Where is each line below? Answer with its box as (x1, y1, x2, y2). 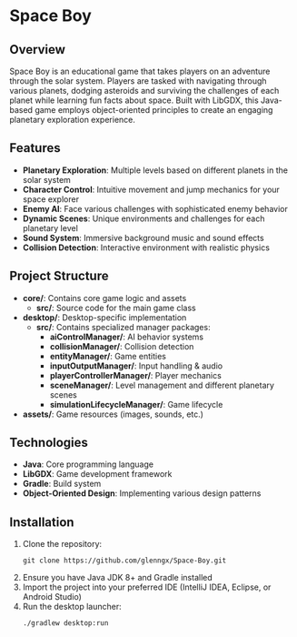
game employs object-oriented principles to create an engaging (35, 105, 273, 115)
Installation (9, 514, 74, 530)
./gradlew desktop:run (22, 619, 109, 628)
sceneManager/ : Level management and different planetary (49, 379, 275, 390)
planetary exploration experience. (9, 115, 136, 125)
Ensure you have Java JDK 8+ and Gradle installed (22, 572, 213, 583)
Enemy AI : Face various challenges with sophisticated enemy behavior (22, 203, 288, 214)
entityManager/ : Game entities (49, 350, 166, 361)
